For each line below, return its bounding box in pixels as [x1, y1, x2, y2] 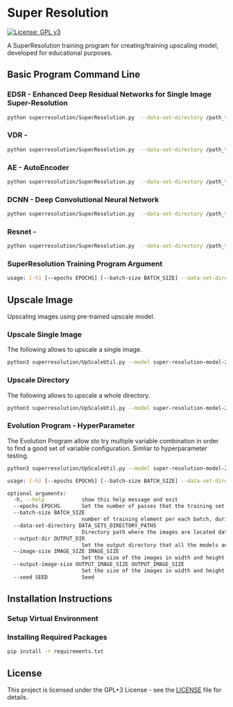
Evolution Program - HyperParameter [7, 421, 135, 431]
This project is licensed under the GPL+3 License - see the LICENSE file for [7, 685, 222, 695]
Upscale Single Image [7, 330, 82, 339]
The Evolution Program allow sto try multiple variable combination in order [7, 436, 219, 445]
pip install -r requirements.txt [7, 648, 104, 655]
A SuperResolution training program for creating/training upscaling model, [7, 41, 219, 49]
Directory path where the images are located [81, 529, 216, 536]
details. [7, 693, 28, 701]
